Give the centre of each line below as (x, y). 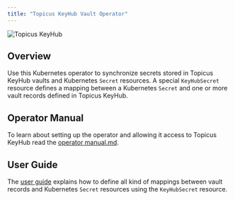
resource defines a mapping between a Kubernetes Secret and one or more (117, 88)
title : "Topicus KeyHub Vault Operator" (68, 14)
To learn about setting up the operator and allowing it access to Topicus (112, 135)
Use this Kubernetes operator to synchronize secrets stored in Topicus (110, 73)
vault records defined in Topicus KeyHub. (68, 95)
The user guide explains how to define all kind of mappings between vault (115, 182)
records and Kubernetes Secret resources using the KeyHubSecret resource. (117, 189)
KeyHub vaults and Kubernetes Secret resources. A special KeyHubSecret (113, 81)
